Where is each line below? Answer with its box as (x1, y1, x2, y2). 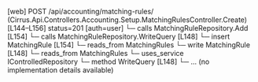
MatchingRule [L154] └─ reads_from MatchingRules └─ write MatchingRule (7, 40, 251, 50)
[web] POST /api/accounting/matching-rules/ (7, 7, 154, 16)
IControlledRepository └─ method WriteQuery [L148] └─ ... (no (7, 57, 210, 66)
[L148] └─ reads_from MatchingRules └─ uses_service (7, 49, 184, 58)
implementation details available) (7, 65, 114, 74)
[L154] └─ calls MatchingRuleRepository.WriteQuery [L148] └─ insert (7, 32, 230, 41)
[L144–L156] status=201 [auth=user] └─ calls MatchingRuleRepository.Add (7, 24, 249, 32)
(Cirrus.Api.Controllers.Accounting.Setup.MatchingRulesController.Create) (7, 15, 248, 24)
